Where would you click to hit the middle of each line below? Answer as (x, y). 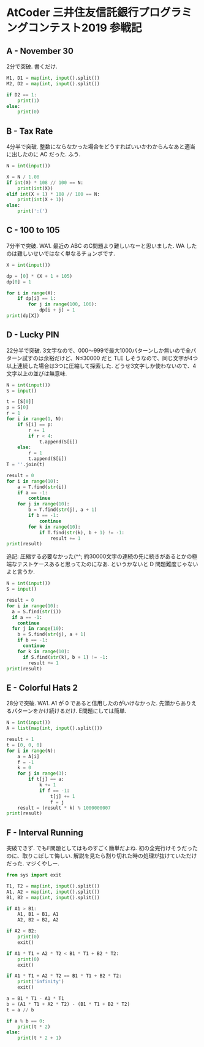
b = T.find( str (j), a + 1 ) (63, 510)
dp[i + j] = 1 (57, 310)
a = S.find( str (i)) (37, 612)
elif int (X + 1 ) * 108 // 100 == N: (53, 194)
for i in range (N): (31, 751)
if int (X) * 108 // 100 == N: (45, 182)
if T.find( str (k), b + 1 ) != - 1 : (81, 532)
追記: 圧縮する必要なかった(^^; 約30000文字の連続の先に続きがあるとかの (99, 556)
